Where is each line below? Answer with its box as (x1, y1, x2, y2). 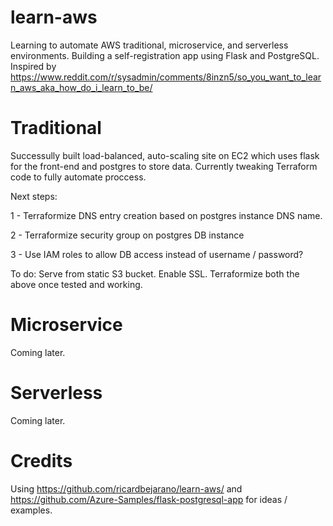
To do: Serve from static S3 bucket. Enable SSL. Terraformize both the (10, 267, 300, 280)
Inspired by (10, 60, 57, 72)
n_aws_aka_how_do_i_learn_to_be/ (10, 81, 153, 93)
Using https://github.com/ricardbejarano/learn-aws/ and (10, 482, 243, 495)
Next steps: (10, 190, 58, 202)
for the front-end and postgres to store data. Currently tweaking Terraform (10, 160, 318, 172)
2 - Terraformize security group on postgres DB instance (10, 229, 245, 241)
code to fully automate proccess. (10, 171, 147, 183)
